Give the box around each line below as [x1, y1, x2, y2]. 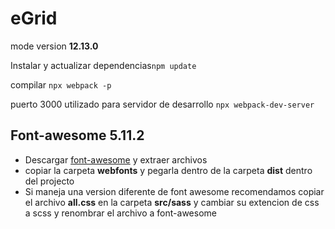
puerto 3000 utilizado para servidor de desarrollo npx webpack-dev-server [10, 98, 315, 110]
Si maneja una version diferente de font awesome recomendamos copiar [24, 185, 325, 197]
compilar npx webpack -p [10, 78, 112, 91]
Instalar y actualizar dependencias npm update [10, 59, 197, 71]
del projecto [24, 175, 75, 187]
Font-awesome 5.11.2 [10, 127, 145, 144]
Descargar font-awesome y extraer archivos [24, 153, 208, 166]
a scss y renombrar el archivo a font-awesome [24, 207, 217, 219]
